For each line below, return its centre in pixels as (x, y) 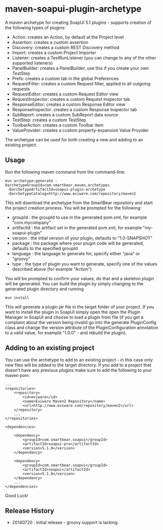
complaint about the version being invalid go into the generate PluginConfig (81, 322)
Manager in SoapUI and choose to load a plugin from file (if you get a (74, 317)
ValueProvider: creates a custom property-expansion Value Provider (80, 130)
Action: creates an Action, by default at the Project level (68, 37)
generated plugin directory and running (45, 289)
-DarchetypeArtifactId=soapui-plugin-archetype (56, 189)
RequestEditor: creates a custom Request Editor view (65, 94)
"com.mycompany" (31, 222)
